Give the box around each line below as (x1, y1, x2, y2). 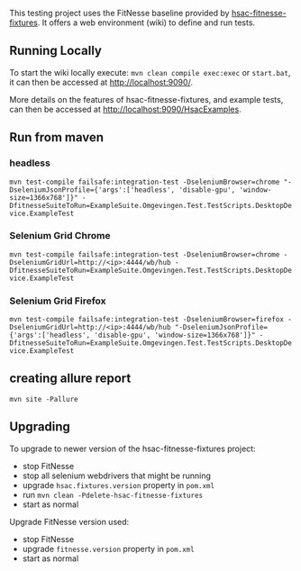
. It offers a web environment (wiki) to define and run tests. (37, 17, 255, 28)
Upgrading (9, 419, 70, 435)
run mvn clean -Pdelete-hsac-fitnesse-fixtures (22, 489, 204, 500)
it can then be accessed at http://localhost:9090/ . (9, 77, 194, 87)
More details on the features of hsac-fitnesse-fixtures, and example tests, (9, 94, 284, 104)
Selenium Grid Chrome (9, 230, 111, 242)
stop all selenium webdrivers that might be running (22, 470, 212, 481)
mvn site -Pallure (9, 394, 78, 403)
